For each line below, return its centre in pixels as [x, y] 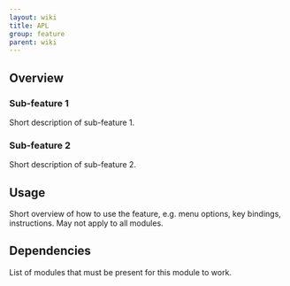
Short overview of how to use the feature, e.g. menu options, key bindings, [145, 214]
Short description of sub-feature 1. [72, 122]
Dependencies [50, 251]
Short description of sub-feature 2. [73, 165]
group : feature [37, 34]
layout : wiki [33, 17]
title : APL [29, 26]
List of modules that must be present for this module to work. [121, 272]
